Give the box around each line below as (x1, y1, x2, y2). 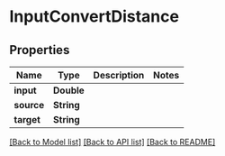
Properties (9, 42, 70, 58)
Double (52, 84, 85, 96)
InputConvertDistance (9, 6, 180, 27)
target (13, 114, 40, 125)
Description (93, 69, 145, 81)
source (13, 99, 45, 111)
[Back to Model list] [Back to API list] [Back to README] (9, 137, 216, 147)
